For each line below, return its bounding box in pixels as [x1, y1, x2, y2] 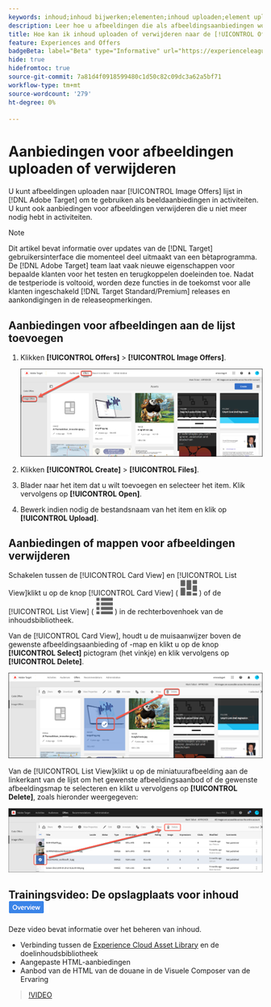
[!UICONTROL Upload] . [19, 513, 99, 523]
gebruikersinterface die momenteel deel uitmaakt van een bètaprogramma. [8, 252, 258, 262]
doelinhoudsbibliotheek [19, 948, 98, 958]
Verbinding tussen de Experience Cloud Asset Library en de [19, 940, 219, 950]
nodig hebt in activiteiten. [8, 213, 93, 222]
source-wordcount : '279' [8, 90, 92, 98]
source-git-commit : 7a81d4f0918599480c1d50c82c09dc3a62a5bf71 [8, 73, 222, 81]
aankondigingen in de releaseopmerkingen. [8, 295, 153, 305]
